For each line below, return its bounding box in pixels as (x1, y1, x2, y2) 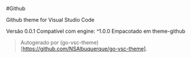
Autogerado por (20, 39, 59, 46)
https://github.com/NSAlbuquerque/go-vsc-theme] (22, 45, 146, 52)
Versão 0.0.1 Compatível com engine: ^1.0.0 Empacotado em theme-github (6, 28, 186, 35)
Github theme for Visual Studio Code (6, 16, 95, 23)
